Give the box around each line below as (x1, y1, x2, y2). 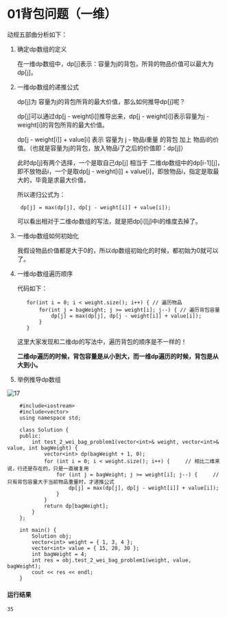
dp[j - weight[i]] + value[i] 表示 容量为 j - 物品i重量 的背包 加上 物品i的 (16, 135, 213, 143)
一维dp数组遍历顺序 (16, 269, 73, 277)
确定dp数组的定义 (16, 45, 67, 53)
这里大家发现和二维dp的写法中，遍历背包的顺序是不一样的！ (16, 337, 187, 345)
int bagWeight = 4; (32, 551, 88, 557)
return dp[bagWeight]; (43, 502, 109, 509)
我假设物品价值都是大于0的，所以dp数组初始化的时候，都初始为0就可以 (16, 246, 219, 255)
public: (19, 432, 41, 439)
